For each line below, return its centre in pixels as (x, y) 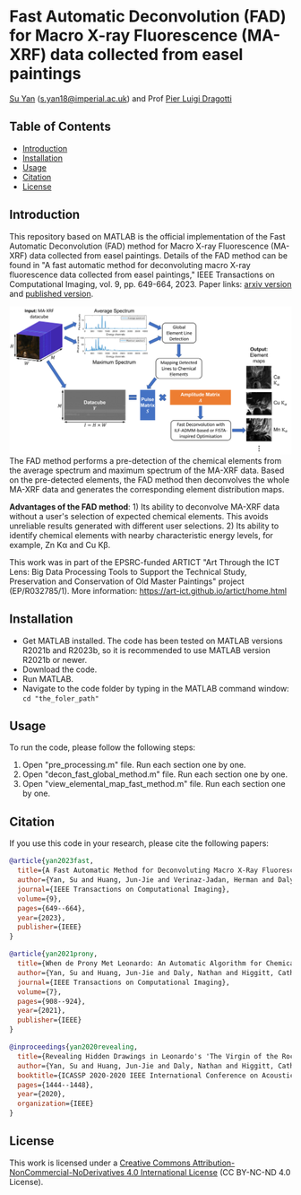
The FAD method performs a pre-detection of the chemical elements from (146, 460)
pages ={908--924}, (52, 1001)
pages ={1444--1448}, (56, 1085)
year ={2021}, (42, 1011)
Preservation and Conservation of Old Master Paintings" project (127, 581)
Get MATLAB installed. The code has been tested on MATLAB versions (153, 641)
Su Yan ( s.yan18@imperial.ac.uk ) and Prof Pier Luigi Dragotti (121, 98)
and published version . (52, 293)
